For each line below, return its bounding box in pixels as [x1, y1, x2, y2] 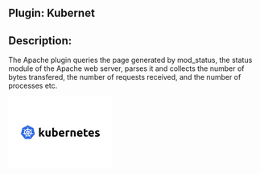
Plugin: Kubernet [8, 6, 95, 20]
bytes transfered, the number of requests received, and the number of [8, 72, 241, 82]
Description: [8, 34, 72, 48]
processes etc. [8, 81, 58, 91]
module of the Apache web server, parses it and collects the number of [8, 64, 245, 73]
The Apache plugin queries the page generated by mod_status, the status [8, 56, 253, 65]
